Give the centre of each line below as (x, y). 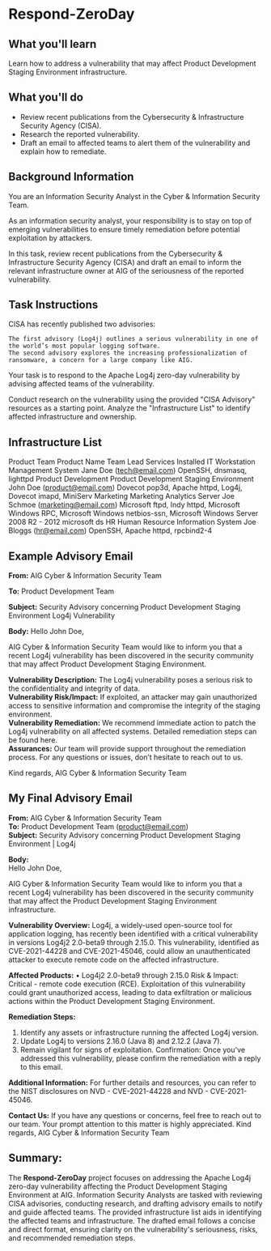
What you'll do (46, 98)
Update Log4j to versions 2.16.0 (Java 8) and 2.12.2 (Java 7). (121, 1040)
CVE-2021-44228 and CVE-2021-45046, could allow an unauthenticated (129, 951)
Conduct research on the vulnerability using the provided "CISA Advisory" (132, 400)
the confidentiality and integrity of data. (74, 688)
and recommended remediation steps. (72, 1238)
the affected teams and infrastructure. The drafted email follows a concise (132, 1220)
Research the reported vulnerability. (80, 134)
